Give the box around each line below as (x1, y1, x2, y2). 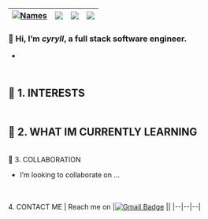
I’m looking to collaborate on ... (19, 169, 121, 180)
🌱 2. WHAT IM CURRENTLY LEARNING (8, 125, 198, 139)
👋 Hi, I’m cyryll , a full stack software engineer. (8, 33, 188, 44)
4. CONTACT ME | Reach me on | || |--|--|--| (8, 202, 201, 211)
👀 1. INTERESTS (8, 86, 85, 99)
